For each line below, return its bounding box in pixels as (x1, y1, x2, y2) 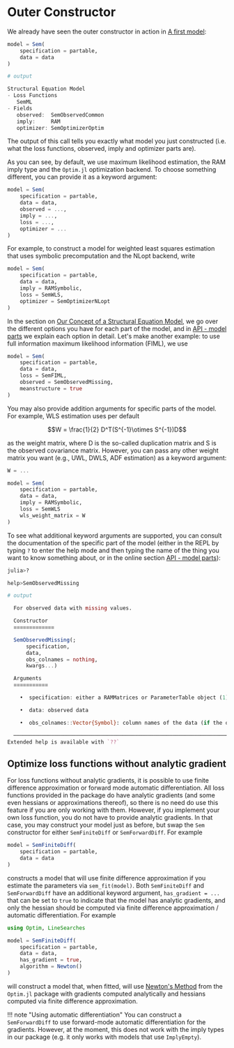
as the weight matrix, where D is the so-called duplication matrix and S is (7, 438, 217, 447)
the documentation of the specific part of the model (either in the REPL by (7, 538, 219, 547)
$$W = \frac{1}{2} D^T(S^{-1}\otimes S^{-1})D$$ (47, 425, 187, 434)
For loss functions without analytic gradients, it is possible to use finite (7, 776, 209, 785)
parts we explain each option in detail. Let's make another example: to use (7, 332, 221, 340)
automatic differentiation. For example (7, 910, 116, 919)
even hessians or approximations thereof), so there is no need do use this (7, 799, 219, 807)
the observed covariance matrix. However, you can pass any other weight (7, 446, 219, 455)
